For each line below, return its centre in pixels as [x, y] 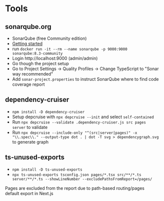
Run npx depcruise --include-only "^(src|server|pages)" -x [75, 132]
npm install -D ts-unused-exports [47, 170]
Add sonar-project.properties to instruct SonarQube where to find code [85, 79]
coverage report [28, 84]
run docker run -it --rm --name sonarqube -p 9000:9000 [70, 49]
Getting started [27, 44]
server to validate [30, 127]
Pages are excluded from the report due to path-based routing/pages [75, 188]
